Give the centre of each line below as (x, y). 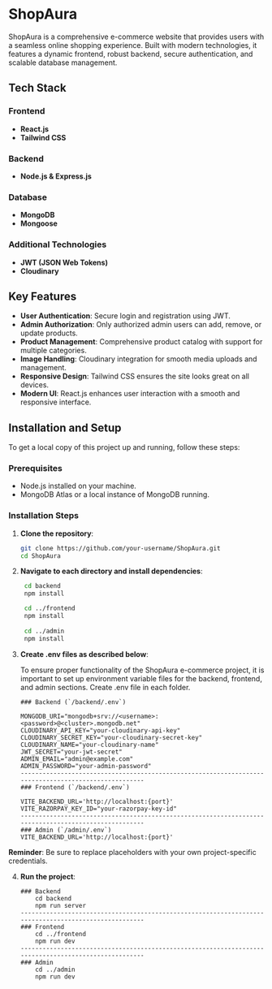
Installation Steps (44, 516)
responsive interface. (56, 402)
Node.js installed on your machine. (78, 486)
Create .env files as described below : (84, 654)
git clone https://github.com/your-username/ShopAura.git (120, 548)
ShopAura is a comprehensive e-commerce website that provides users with (136, 37)
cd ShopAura (40, 556)
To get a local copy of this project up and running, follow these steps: (124, 447)
